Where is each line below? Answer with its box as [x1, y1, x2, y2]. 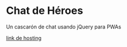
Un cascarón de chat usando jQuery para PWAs [6, 23, 122, 30]
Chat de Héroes [6, 4, 84, 17]
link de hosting [6, 34, 42, 41]
